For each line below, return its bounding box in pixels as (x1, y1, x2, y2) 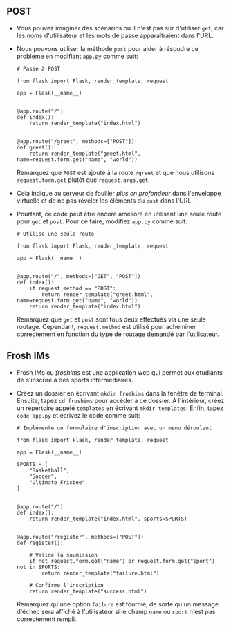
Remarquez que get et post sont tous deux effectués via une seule (16, 315, 206, 324)
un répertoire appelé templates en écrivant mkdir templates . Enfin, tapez (16, 404, 224, 412)
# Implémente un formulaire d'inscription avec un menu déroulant (16, 425, 212, 432)
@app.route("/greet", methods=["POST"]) (16, 138, 135, 145)
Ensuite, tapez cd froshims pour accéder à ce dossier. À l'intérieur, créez (16, 396, 225, 405)
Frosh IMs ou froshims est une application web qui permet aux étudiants (16, 368, 223, 376)
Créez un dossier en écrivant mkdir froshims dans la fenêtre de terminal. (16, 389, 224, 397)
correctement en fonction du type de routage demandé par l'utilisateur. (16, 330, 219, 338)
